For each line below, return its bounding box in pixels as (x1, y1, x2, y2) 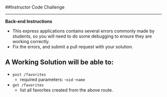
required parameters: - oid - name (19, 76, 85, 82)
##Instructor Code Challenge (5, 4, 65, 10)
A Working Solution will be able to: (5, 58, 114, 66)
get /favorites (12, 83, 44, 88)
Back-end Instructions (5, 18, 53, 24)
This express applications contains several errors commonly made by (12, 28, 155, 34)
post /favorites (12, 72, 46, 77)
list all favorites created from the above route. (19, 87, 113, 93)
